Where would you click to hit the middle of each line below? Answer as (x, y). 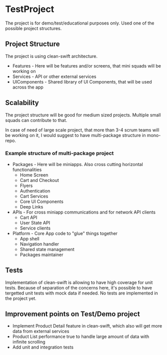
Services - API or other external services (54, 76)
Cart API (28, 217)
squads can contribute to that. (36, 120)
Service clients (35, 228)
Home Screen (34, 175)
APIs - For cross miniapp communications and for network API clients (84, 212)
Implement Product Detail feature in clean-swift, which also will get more (87, 326)
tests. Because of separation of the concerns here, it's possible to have (79, 287)
